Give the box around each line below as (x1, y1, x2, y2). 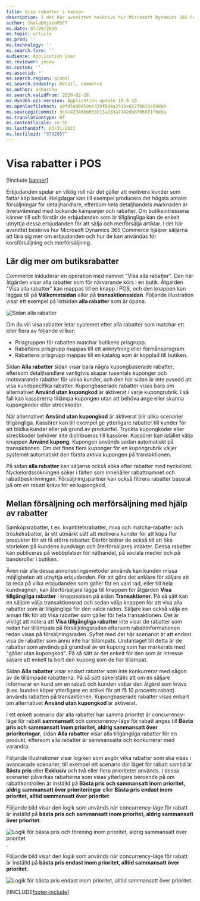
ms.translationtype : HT (6, 114, 65, 120)
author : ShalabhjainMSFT (6, 20, 68, 26)
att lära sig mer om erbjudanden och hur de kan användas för (6, 233, 157, 240)
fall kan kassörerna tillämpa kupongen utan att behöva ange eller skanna (6, 395, 185, 402)
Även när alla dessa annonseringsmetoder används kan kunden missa (6, 567, 177, 575)
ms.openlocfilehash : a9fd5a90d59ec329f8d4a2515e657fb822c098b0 (6, 103, 167, 109)
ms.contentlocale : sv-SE (6, 120, 68, 126)
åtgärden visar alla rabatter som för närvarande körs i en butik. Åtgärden (6, 279, 183, 286)
